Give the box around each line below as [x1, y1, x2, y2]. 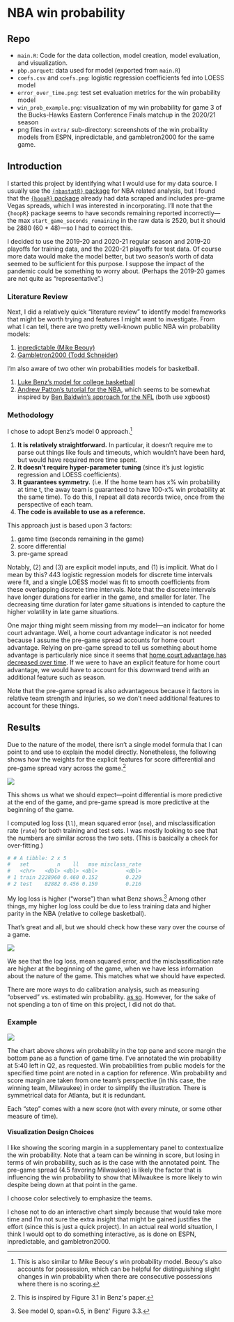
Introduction [7, 161, 63, 173]
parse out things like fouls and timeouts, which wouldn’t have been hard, [17, 449, 226, 457]
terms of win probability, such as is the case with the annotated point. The [7, 1158, 220, 1167]
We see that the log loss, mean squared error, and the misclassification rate [7, 957, 224, 965]
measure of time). [7, 1112, 58, 1120]
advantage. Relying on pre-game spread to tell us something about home [7, 644, 217, 652]
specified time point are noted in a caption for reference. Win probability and [7, 1068, 227, 1077]
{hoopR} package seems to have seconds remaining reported [7, 208, 182, 217]
